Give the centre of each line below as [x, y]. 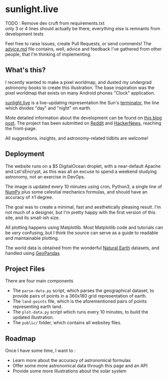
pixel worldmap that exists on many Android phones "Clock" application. [80, 93]
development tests [24, 34]
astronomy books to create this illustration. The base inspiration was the [80, 87]
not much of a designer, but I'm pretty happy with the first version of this [80, 212]
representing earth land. [37, 307]
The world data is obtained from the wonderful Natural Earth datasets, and [82, 248]
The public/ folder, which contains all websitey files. [67, 323]
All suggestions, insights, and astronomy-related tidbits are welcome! [77, 138]
